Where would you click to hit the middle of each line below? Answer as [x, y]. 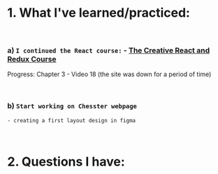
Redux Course [32, 59]
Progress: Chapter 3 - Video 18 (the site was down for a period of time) [109, 74]
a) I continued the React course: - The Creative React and [109, 50]
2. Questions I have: [66, 161]
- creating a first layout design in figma [72, 120]
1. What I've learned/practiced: [99, 13]
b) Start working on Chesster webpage [72, 106]
